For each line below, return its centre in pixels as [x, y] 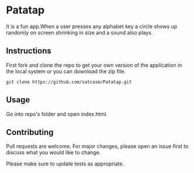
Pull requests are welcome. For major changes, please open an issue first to [97, 146]
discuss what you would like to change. [53, 153]
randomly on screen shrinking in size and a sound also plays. [79, 32]
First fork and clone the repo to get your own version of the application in [94, 65]
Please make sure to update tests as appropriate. [65, 164]
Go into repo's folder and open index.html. [57, 114]
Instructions [29, 51]
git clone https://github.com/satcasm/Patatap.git [69, 82]
